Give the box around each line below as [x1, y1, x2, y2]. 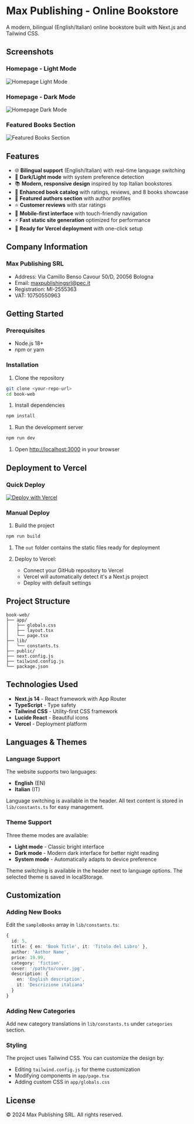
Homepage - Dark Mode [6, 92, 76, 101]
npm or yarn [14, 346, 45, 353]
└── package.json [6, 664, 49, 669]
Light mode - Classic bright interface [14, 843, 104, 850]
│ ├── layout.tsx [6, 627, 54, 634]
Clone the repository [14, 374, 64, 381]
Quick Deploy [6, 480, 46, 489]
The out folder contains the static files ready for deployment [14, 544, 160, 551]
